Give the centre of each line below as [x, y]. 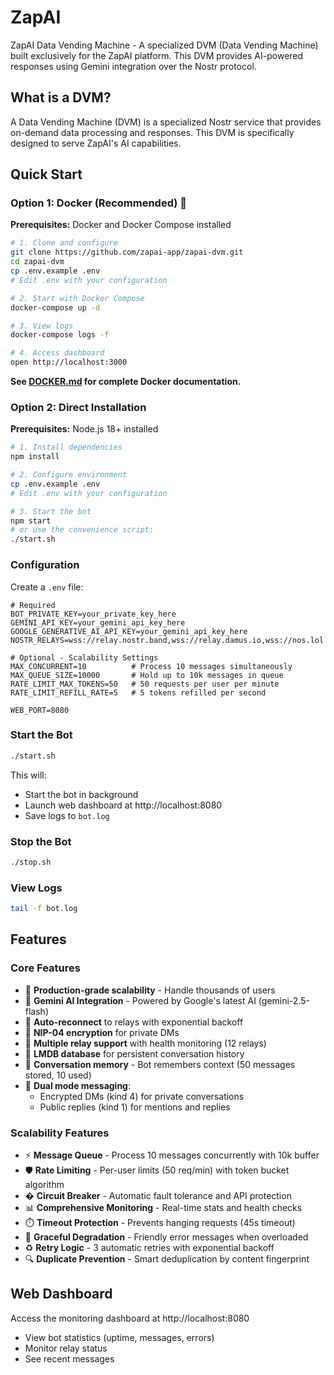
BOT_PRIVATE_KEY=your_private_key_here [93, 614]
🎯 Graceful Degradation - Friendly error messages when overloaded [166, 1237]
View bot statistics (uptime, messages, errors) [119, 1337]
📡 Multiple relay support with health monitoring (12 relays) [145, 1043]
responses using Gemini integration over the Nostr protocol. [133, 66]
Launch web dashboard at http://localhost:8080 [123, 805]
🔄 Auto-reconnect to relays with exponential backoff [134, 1022]
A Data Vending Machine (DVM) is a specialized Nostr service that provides [166, 122]
